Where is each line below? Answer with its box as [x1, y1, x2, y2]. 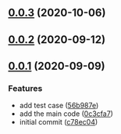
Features [8, 83, 43, 94]
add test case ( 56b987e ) [19, 101, 99, 110]
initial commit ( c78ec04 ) [19, 118, 98, 127]
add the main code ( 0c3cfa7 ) [19, 109, 113, 118]
